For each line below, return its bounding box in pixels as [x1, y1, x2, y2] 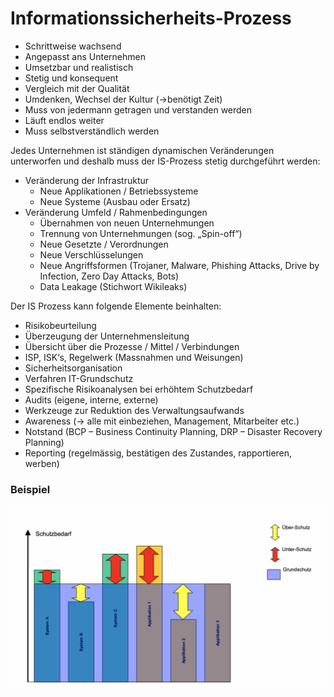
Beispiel [10, 482, 51, 496]
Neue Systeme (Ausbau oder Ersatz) [39, 195, 191, 207]
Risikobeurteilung [24, 319, 97, 331]
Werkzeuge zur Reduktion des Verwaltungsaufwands [24, 404, 245, 416]
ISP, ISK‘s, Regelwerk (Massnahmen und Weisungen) [24, 351, 244, 363]
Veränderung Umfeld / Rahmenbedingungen [24, 206, 208, 218]
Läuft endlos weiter [24, 114, 105, 126]
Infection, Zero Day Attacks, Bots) [39, 270, 180, 282]
